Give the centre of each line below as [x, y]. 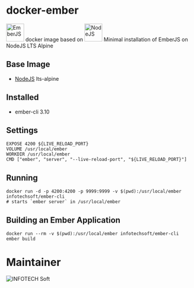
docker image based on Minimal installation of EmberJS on [106, 39]
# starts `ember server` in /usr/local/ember [63, 202]
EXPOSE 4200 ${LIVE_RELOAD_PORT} [47, 144]
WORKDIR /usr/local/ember [38, 154]
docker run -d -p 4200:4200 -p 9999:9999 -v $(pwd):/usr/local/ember [94, 192]
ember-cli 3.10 [32, 112]
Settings [22, 130]
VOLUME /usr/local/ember [37, 149]
